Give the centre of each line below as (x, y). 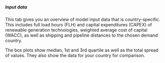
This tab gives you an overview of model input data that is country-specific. (83, 19)
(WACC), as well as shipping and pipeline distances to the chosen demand (82, 35)
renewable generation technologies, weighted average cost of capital (77, 30)
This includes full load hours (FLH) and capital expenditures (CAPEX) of (79, 24)
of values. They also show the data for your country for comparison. (75, 55)
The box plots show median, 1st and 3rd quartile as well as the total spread (82, 50)
